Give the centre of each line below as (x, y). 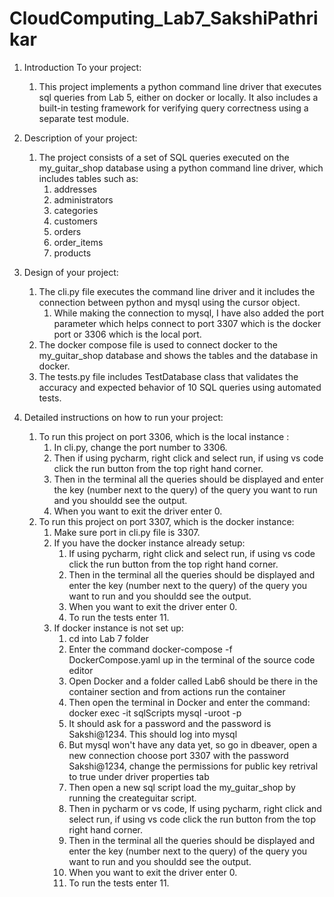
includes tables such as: (88, 178)
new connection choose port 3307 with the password (178, 755)
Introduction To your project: (82, 67)
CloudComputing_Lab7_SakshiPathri (164, 18)
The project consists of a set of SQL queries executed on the (164, 157)
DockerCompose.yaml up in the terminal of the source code (192, 659)
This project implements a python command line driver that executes (180, 86)
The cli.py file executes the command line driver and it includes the (177, 291)
